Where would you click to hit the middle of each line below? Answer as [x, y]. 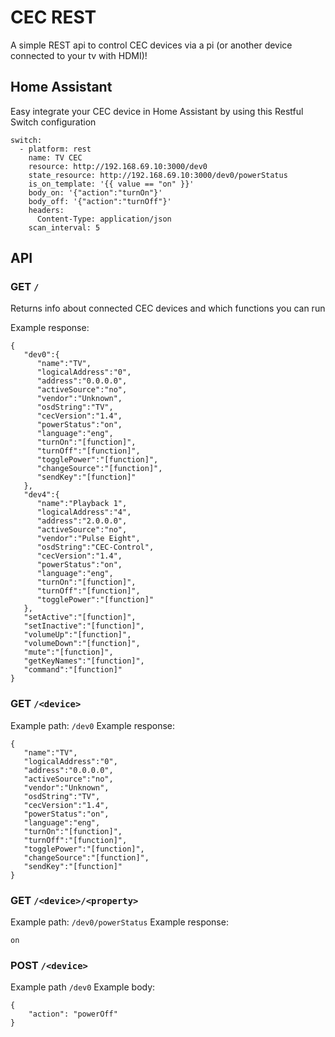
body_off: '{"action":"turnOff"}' [100, 201]
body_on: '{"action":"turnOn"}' [95, 192]
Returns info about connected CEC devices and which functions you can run [168, 308]
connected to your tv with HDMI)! [79, 55]
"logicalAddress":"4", [84, 512]
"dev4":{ [41, 495]
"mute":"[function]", [68, 652]
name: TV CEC [55, 157]
